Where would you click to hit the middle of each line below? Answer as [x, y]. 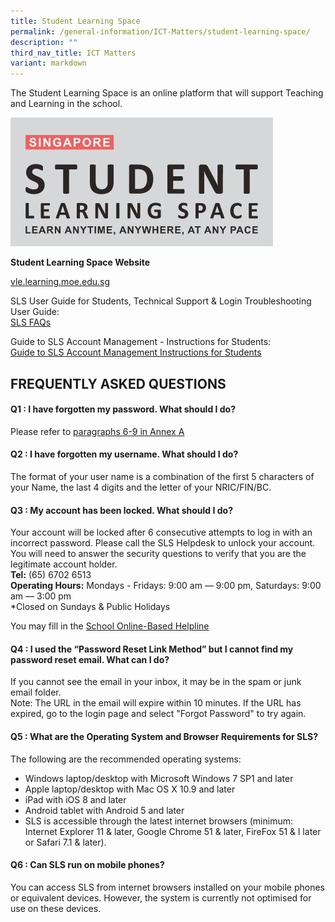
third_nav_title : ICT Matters [73, 53]
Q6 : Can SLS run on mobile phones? [87, 865]
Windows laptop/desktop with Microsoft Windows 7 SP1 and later [159, 778]
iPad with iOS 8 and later [75, 799]
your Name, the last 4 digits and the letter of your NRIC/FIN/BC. [141, 487]
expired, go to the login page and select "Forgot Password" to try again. [158, 714]
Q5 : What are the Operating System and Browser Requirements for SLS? [164, 736]
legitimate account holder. [64, 564]
